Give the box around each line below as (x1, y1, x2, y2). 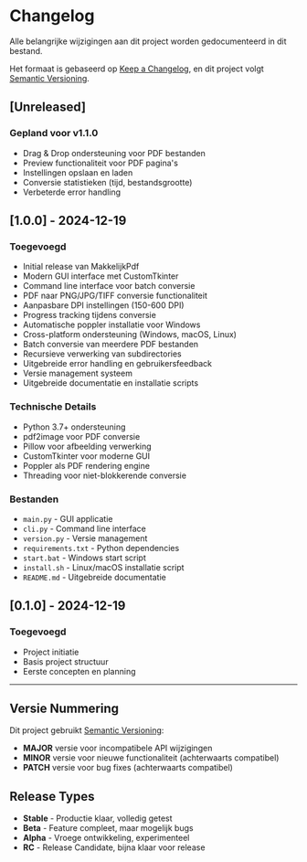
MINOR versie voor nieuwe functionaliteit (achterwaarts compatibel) (22, 752, 280, 763)
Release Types (9, 788, 95, 804)
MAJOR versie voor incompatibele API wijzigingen (22, 742, 213, 754)
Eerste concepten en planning (22, 665, 136, 676)
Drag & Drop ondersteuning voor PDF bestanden (22, 147, 206, 158)
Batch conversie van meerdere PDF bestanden (22, 339, 199, 350)
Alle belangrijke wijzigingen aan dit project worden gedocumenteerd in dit (9, 36, 287, 47)
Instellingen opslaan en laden (22, 166, 133, 178)
